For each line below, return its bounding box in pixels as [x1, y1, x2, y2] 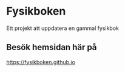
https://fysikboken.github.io [6, 58, 76, 65]
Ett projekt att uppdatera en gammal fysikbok [6, 24, 120, 32]
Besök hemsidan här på [6, 42, 97, 52]
